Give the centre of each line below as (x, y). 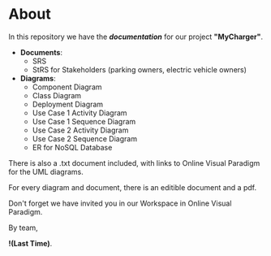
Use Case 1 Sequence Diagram (84, 121)
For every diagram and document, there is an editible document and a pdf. (133, 187)
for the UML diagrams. (46, 171)
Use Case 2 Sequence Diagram (85, 138)
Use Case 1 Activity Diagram (80, 113)
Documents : (41, 52)
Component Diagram (67, 87)
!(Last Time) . (30, 243)
